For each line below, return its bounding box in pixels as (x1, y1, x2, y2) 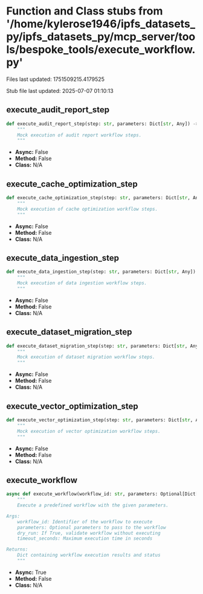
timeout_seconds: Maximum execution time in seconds (17, 535, 153, 541)
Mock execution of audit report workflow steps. (17, 132, 142, 138)
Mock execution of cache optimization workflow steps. (17, 206, 158, 212)
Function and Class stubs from (6, 4, 163, 18)
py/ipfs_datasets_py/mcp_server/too (6, 30, 196, 43)
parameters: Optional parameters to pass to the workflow (17, 524, 166, 531)
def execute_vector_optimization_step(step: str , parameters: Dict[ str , (6, 417, 193, 423)
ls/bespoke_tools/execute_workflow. (6, 43, 196, 57)
